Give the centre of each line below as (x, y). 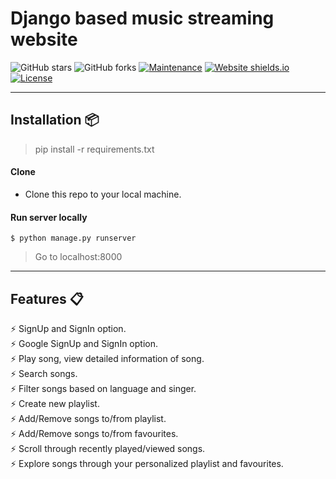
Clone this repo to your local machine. (103, 194)
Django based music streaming (142, 18)
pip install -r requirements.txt (94, 149)
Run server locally (49, 217)
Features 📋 (47, 298)
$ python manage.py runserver (73, 238)
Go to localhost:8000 (78, 257)
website (44, 39)
